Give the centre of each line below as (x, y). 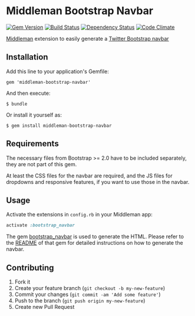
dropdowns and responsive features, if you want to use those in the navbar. (98, 182)
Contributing (30, 267)
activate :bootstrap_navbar (41, 225)
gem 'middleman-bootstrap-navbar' (49, 82)
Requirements (32, 144)
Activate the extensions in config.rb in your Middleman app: (80, 215)
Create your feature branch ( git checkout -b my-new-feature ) (90, 288)
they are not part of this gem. (42, 164)
